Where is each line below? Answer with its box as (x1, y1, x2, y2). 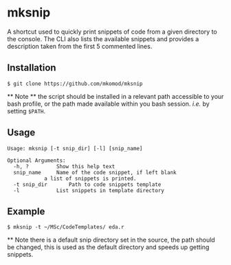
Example (7, 205, 45, 217)
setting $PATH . (7, 106, 46, 115)
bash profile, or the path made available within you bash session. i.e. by (7, 100, 210, 108)
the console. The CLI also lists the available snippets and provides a (7, 34, 199, 43)
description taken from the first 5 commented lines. (7, 42, 153, 50)
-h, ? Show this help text (13, 163, 115, 170)
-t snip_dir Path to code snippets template (13, 181, 162, 188)
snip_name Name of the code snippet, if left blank (13, 169, 177, 176)
